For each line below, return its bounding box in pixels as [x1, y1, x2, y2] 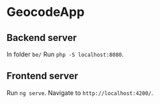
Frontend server [6, 70, 78, 82]
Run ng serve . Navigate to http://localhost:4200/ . [6, 88, 154, 97]
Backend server [6, 32, 78, 44]
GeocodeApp [6, 4, 85, 20]
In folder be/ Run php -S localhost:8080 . [6, 50, 124, 58]
